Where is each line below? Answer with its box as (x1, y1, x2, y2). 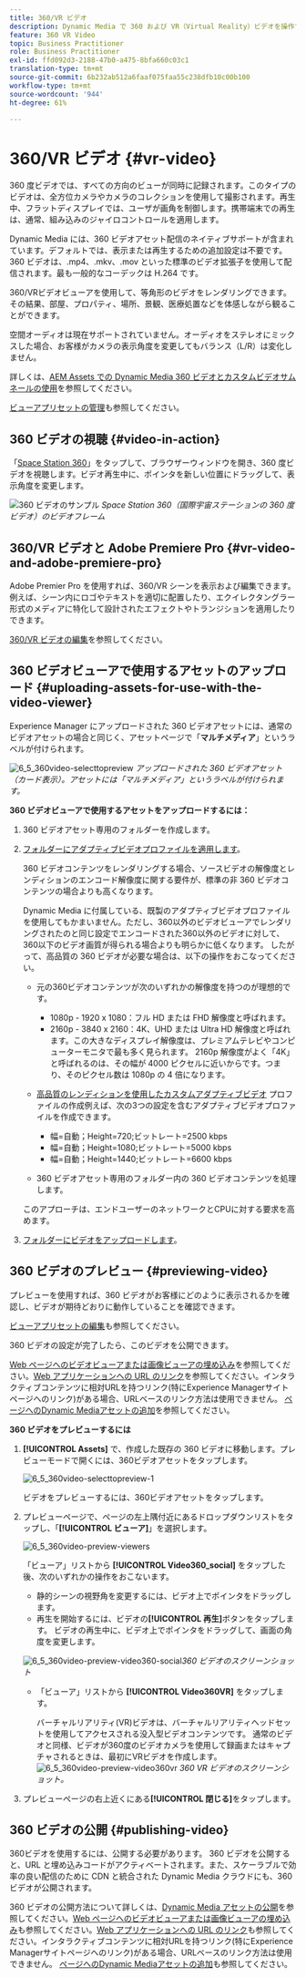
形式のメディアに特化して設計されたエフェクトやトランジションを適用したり (9, 603, 296, 613)
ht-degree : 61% (9, 98, 67, 108)
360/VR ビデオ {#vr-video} (9, 148, 217, 169)
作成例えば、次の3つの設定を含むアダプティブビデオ (67, 1099, 265, 1110)
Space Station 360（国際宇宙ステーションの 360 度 (101, 500, 295, 510)
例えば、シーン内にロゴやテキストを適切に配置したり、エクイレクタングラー (9, 592, 296, 603)
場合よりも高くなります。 (62, 885, 158, 896)
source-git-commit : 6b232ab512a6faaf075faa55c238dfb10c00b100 (9, 73, 250, 82)
